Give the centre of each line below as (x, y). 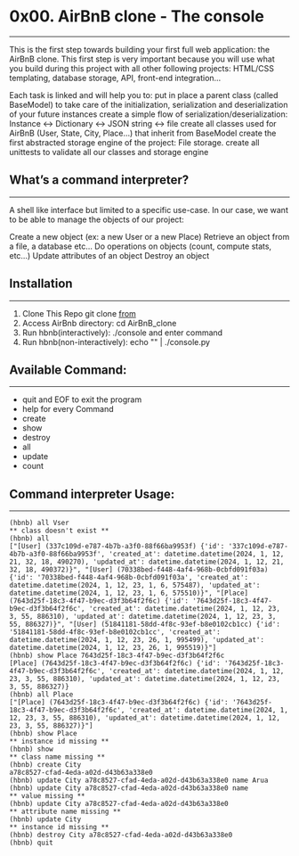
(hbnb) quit (31, 843)
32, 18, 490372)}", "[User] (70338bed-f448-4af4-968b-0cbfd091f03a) (139, 570)
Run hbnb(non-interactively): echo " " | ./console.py (116, 342)
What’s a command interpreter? (99, 180)
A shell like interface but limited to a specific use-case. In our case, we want (149, 210)
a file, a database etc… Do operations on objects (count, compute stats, (141, 246)
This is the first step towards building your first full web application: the (139, 49)
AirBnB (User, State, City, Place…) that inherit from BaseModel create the (143, 133)
